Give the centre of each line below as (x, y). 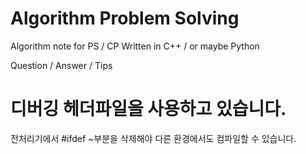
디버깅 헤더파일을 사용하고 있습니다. (148, 109)
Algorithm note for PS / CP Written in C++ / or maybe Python (135, 46)
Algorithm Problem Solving (125, 18)
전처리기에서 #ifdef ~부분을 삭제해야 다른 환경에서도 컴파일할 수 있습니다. (153, 138)
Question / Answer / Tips (61, 65)
